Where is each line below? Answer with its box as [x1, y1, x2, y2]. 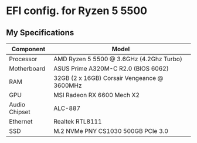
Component [11, 45, 46, 53]
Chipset [9, 108, 30, 116]
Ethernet [9, 118, 33, 125]
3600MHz [53, 81, 82, 89]
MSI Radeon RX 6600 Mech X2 [53, 91, 140, 99]
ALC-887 [53, 104, 81, 112]
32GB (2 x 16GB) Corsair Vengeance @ [53, 74, 164, 82]
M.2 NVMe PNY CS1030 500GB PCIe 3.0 [53, 127, 169, 135]
